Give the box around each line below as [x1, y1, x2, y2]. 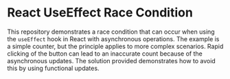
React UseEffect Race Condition [7, 5, 194, 21]
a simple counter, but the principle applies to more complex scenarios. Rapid [7, 42, 224, 50]
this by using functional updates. [7, 64, 100, 72]
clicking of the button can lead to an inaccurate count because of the [7, 49, 203, 58]
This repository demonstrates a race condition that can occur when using [7, 27, 215, 36]
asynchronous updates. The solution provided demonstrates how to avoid [7, 56, 216, 65]
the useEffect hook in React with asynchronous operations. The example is [7, 34, 220, 43]
